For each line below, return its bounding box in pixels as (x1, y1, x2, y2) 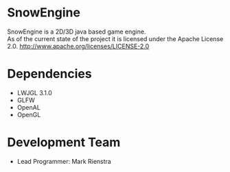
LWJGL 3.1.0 (16, 88, 53, 97)
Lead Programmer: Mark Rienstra (16, 157, 111, 165)
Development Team (7, 135, 121, 150)
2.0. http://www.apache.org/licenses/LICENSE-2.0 (7, 42, 150, 50)
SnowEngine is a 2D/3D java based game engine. (7, 27, 146, 36)
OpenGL (16, 110, 41, 119)
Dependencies (7, 66, 92, 82)
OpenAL (16, 103, 41, 111)
